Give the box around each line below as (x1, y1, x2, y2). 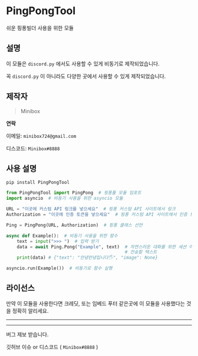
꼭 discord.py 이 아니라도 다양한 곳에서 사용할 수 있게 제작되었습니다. (6, 72, 166, 80)
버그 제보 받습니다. (6, 331, 49, 338)
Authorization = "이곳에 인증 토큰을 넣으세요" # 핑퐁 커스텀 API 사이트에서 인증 (6, 212, 187, 217)
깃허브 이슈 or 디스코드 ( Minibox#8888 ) (6, 343, 98, 350)
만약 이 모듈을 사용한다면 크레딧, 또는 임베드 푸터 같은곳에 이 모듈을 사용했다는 (6, 299, 186, 307)
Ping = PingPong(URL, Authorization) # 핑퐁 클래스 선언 (6, 222, 143, 228)
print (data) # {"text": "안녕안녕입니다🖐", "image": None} (16, 255, 158, 261)
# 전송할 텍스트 (124, 249, 157, 255)
